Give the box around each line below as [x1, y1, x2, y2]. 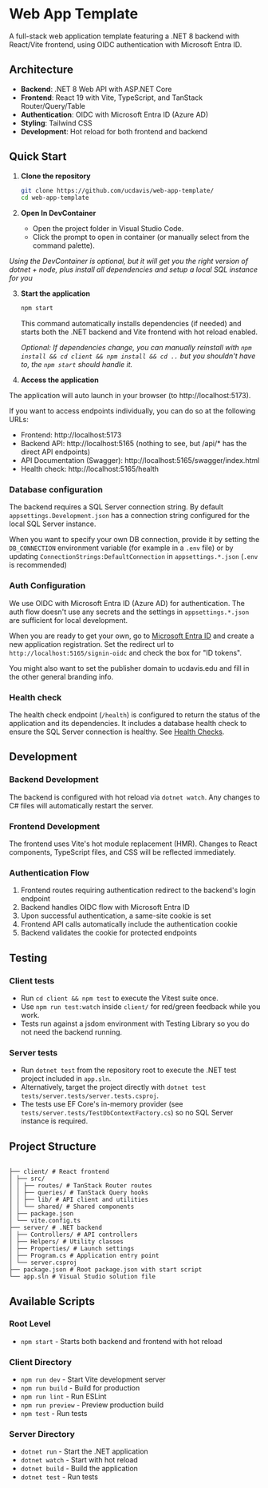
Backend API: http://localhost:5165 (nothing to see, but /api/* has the [20, 439, 247, 449]
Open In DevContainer [20, 209, 97, 218]
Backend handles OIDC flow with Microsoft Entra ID [20, 903, 191, 912]
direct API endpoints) [20, 447, 91, 457]
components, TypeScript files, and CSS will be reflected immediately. [9, 848, 236, 857]
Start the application [20, 289, 91, 298]
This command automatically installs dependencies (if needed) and [20, 319, 242, 329]
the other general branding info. [9, 672, 114, 681]
